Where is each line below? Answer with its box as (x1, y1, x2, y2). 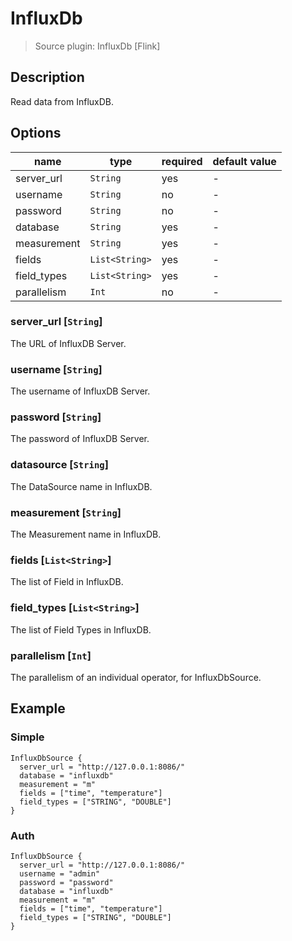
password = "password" (19, 877, 114, 887)
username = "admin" (19, 868, 101, 879)
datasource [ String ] (10, 458, 109, 472)
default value (212, 154, 277, 168)
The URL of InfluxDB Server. (10, 337, 127, 349)
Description (10, 69, 85, 86)
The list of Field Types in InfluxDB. (10, 623, 152, 636)
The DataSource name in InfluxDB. (10, 480, 153, 492)
